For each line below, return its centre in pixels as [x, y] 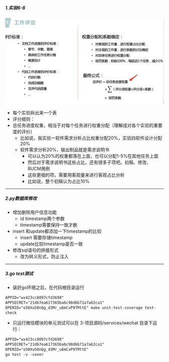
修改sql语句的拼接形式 [35, 250]
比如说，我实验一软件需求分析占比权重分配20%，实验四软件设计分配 [91, 138]
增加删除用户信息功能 [34, 212]
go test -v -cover [24, 354]
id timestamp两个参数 [42, 218]
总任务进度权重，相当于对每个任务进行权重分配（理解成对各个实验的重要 [87, 125]
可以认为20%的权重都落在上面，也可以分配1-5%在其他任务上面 [93, 156]
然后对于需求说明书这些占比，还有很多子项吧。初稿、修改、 [89, 162]
